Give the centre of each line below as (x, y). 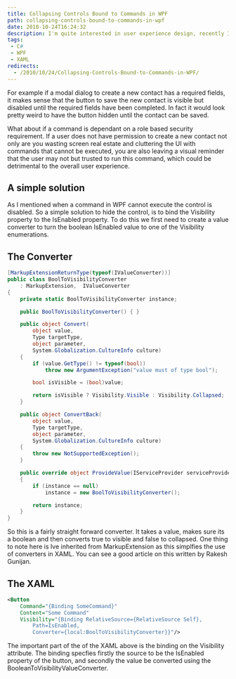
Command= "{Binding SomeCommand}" (69, 606)
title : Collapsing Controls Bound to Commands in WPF (88, 14)
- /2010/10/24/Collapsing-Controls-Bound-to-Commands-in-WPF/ (106, 72)
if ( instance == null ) (66, 486)
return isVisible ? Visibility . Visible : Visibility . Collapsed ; (129, 395)
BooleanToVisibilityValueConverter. (58, 668)
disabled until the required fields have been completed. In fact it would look (116, 107)
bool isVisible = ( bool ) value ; (78, 383)
